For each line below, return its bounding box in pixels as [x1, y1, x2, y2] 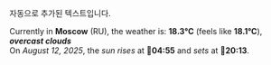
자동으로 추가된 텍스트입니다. [9, 8, 111, 18]
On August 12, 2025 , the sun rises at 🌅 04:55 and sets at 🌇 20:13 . [9, 45, 250, 56]
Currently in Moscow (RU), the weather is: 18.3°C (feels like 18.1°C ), [9, 26, 263, 36]
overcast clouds [9, 35, 72, 46]
